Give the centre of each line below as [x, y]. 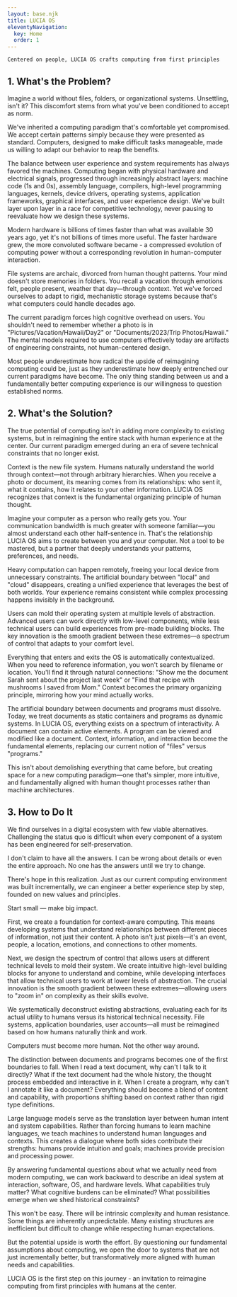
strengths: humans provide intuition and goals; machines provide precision [116, 1148]
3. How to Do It [40, 812]
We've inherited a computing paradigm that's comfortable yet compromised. [118, 127]
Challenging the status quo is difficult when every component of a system [115, 837]
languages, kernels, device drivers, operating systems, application [104, 193]
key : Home [28, 34]
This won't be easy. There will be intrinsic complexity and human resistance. [118, 1213]
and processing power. [41, 1155]
